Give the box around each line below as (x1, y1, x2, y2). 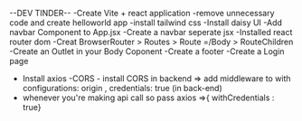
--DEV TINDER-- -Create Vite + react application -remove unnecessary (9, 8, 275, 18)
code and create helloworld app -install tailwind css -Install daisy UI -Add (9, 17, 283, 28)
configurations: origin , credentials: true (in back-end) (22, 83, 223, 93)
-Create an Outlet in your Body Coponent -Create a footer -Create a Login (9, 46, 285, 57)
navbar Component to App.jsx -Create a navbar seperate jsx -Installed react (9, 27, 293, 37)
